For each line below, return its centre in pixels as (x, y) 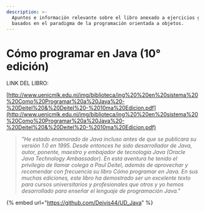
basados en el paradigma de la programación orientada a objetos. (98, 23)
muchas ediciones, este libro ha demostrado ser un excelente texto (106, 178)
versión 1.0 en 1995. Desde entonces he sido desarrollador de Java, (106, 146)
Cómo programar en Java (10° (84, 53)
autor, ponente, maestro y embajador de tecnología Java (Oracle (103, 152)
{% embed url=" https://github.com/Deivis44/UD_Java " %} (80, 203)
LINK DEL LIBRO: (27, 83)
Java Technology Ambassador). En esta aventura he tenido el (99, 158)
